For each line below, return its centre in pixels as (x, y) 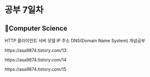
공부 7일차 (24, 10)
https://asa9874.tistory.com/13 (36, 50)
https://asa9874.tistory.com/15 (36, 69)
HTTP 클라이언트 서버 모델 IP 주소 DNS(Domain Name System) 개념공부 (75, 40)
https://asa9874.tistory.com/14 (36, 60)
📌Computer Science (36, 28)
